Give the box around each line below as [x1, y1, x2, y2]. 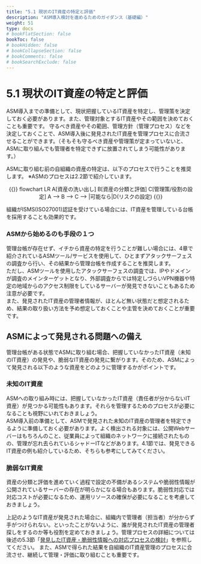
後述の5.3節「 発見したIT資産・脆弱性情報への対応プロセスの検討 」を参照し [6, 536, 193, 544]
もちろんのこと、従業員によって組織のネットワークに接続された [22, 432, 179, 439]
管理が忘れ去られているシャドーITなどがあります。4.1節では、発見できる [16, 439, 196, 447]
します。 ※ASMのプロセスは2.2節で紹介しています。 [6, 173, 135, 180]
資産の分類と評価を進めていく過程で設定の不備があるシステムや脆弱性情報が [6, 478, 196, 486]
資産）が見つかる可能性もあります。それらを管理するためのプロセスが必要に [6, 402, 195, 409]
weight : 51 [6, 20, 34, 26]
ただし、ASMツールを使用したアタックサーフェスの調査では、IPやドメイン [6, 267, 191, 274]
